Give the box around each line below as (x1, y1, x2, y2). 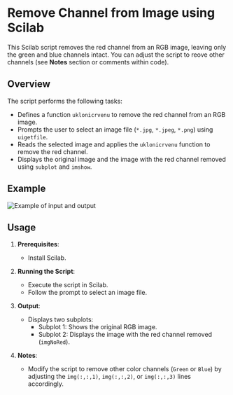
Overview (7, 78, 51, 90)
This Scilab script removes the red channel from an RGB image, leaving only (7, 43, 227, 51)
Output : (17, 302, 41, 310)
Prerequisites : (17, 240, 59, 249)
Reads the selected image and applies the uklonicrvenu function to (17, 140, 211, 148)
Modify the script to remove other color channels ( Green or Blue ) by (27, 365, 222, 373)
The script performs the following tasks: (7, 97, 122, 105)
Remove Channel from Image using (7, 5, 216, 21)
